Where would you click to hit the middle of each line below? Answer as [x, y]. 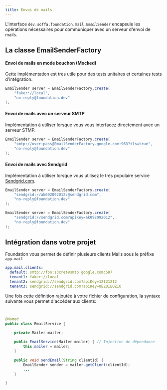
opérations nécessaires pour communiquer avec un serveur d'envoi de [78, 29]
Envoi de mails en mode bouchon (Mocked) [51, 63]
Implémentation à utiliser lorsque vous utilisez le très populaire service [78, 176]
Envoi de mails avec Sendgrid [36, 165]
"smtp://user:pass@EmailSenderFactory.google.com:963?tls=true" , [83, 144]
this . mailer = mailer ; [47, 347]
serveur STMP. [20, 130]
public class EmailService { [35, 324]
